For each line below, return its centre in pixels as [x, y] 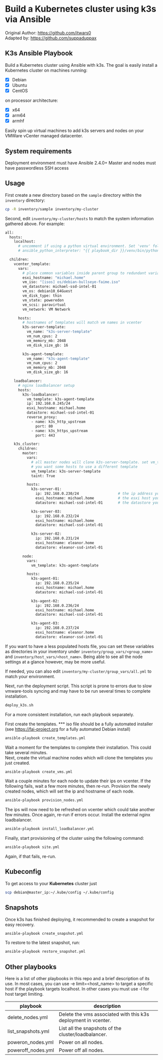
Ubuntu [20, 85]
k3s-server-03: [46, 511]
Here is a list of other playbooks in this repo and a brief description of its [77, 979]
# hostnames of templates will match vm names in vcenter [82, 322]
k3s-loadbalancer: [41, 395]
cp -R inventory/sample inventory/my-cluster [52, 209]
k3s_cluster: [27, 444]
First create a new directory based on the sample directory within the [73, 195]
